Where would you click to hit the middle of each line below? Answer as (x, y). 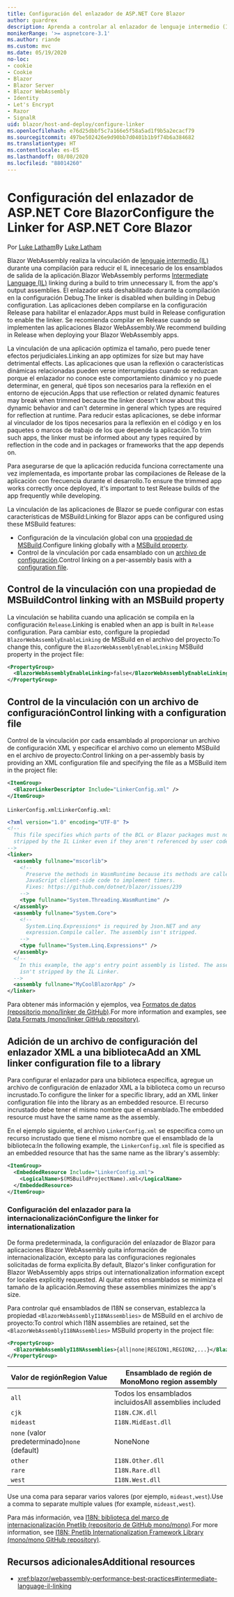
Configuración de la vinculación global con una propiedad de (105, 537)
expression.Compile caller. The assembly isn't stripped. (111, 933)
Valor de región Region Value (59, 1377)
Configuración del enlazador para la (69, 1210)
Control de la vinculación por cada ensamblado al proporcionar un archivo (114, 740)
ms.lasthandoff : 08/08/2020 (48, 157)
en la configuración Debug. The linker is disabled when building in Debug (111, 297)
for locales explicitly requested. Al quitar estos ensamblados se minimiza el (115, 1280)
